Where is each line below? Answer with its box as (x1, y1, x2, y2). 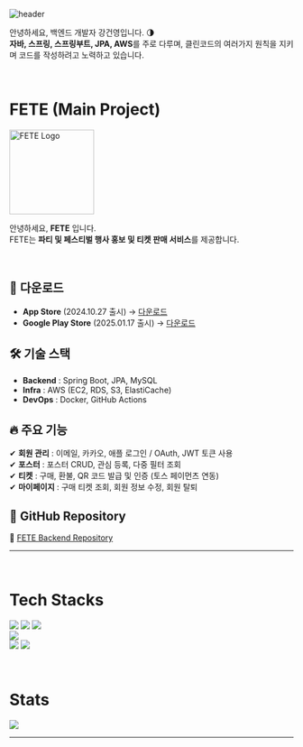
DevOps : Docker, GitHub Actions (22, 393, 147, 405)
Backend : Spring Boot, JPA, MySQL (22, 374, 158, 385)
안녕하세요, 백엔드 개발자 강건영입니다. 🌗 (9, 27, 155, 38)
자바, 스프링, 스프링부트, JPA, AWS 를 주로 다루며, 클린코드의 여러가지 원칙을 (9, 39, 278, 49)
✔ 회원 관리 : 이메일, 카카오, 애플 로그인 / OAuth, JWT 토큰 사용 (9, 447, 234, 459)
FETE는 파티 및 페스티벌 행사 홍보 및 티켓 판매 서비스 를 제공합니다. (9, 234, 240, 244)
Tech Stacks (9, 590, 105, 611)
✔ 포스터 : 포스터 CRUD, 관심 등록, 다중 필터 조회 (9, 459, 182, 470)
